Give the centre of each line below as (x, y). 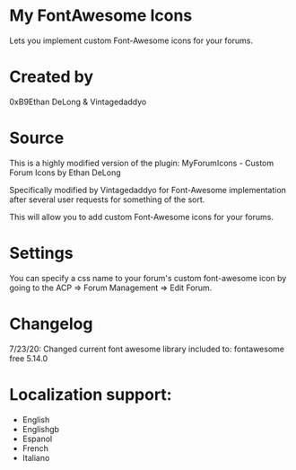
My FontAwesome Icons (101, 16)
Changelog (51, 324)
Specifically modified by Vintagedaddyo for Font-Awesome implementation (148, 190)
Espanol (37, 439)
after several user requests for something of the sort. (107, 200)
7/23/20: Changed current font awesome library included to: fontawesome (147, 349)
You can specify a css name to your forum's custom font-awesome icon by (148, 278)
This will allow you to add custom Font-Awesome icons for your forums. (141, 217)
